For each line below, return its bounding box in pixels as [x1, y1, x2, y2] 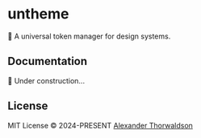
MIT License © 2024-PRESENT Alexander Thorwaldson [7, 120, 193, 130]
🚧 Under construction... [7, 75, 86, 85]
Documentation [7, 55, 88, 68]
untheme [7, 5, 69, 23]
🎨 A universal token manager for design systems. [7, 31, 171, 41]
